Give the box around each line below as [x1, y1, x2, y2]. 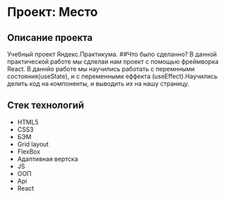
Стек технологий [7, 100, 84, 111]
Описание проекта [7, 32, 93, 44]
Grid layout [17, 140, 49, 148]
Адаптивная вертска [17, 154, 78, 163]
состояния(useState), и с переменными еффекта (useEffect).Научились [7, 72, 218, 80]
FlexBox [17, 147, 40, 156]
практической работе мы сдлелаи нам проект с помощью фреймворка [7, 57, 219, 66]
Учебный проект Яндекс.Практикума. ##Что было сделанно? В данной [7, 50, 217, 58]
